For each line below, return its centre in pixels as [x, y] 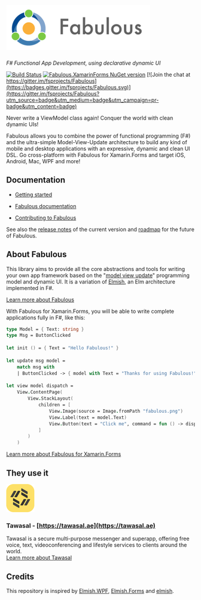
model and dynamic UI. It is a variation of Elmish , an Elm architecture [91, 281]
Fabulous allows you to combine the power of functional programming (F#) [98, 136]
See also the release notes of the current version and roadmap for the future [100, 229]
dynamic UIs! [22, 124]
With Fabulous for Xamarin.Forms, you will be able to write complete [90, 311]
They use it [28, 473]
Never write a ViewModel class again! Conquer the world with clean [90, 118]
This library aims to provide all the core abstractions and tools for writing [96, 269]
